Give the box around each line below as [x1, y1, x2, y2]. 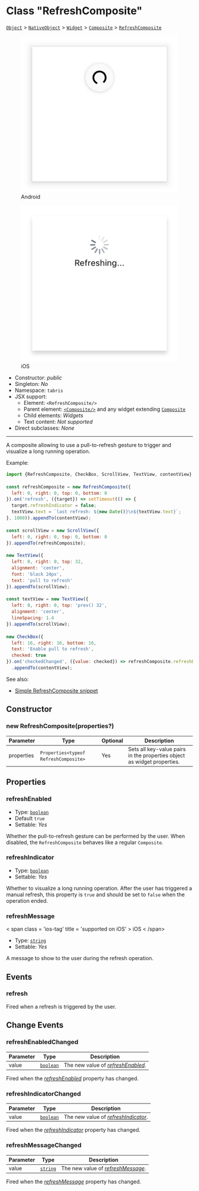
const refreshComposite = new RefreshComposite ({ [6, 484, 131, 490]
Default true [14, 815, 45, 822]
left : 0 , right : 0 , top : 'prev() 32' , [11, 603, 108, 609]
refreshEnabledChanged [6, 1038, 79, 1046]
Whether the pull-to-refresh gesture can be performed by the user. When [6, 832, 185, 839]
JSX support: [14, 392, 47, 400]
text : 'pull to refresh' [11, 577, 73, 584]
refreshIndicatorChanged [6, 1089, 81, 1097]
